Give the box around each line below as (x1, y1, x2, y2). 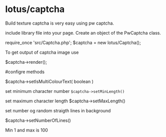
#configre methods (5, 69, 45, 75)
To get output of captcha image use (5, 49, 79, 55)
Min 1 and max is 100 (5, 127, 48, 133)
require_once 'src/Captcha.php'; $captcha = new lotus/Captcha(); (5, 39, 141, 46)
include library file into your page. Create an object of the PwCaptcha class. (5, 30, 161, 36)
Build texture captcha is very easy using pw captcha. (5, 20, 114, 26)
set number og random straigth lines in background (5, 107, 111, 113)
